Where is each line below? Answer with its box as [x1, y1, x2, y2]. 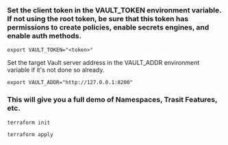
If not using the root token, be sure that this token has [7, 14, 189, 23]
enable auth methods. [7, 31, 82, 40]
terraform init [7, 119, 51, 126]
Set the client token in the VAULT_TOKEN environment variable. [7, 5, 222, 15]
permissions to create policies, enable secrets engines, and [7, 23, 210, 32]
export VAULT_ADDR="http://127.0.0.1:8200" [7, 79, 134, 86]
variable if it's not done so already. [7, 66, 105, 74]
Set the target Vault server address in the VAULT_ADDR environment [7, 59, 200, 67]
